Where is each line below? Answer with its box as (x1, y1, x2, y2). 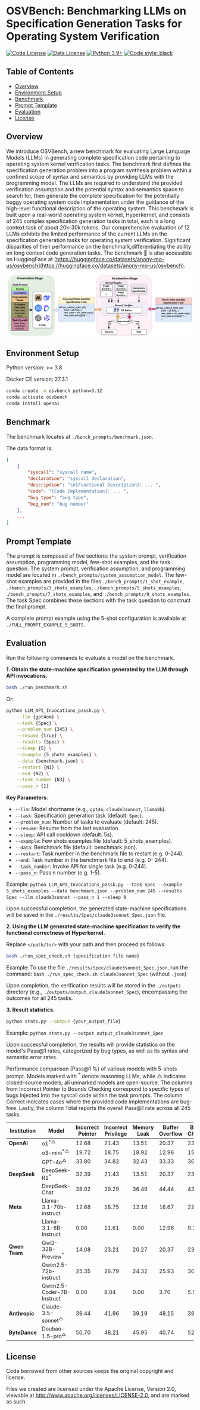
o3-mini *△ (41, 1148, 70, 1156)
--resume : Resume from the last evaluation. (14, 825, 120, 832)
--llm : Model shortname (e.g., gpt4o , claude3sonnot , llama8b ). (14, 806, 167, 813)
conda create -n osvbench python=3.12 (6, 388, 102, 394)
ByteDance (8, 1329, 37, 1336)
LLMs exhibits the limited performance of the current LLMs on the (6, 230, 168, 237)
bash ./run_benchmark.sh (6, 684, 68, 690)
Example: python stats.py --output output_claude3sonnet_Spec (6, 1029, 164, 1036)
